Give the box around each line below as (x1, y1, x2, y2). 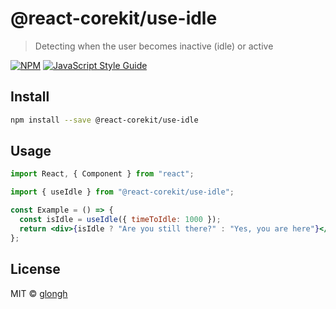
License (10, 261, 61, 278)
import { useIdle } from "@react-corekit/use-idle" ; (10, 187, 235, 197)
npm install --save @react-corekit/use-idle (10, 115, 199, 125)
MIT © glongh (10, 287, 68, 299)
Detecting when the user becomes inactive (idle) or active (34, 40, 274, 52)
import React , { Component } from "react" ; (10, 169, 195, 179)
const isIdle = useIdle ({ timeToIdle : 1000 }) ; (19, 215, 222, 225)
